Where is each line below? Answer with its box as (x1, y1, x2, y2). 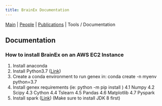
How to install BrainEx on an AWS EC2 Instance (5, 51, 124, 58)
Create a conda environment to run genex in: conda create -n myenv (12, 74, 157, 80)
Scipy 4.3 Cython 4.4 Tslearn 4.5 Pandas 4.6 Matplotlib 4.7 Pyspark (12, 90, 155, 96)
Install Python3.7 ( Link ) (12, 68, 61, 74)
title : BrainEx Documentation (5, 7, 70, 13)
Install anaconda (12, 63, 47, 69)
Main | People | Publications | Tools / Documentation (5, 21, 116, 27)
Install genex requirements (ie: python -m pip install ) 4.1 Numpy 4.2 (12, 84, 155, 90)
